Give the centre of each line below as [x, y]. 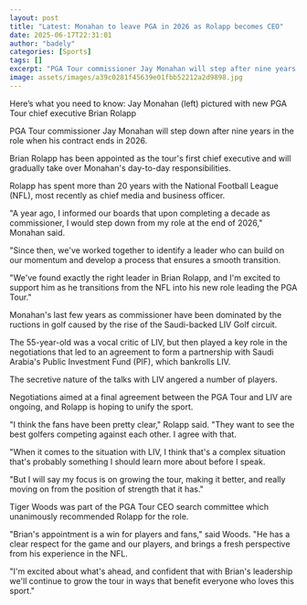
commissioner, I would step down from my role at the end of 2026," [136, 223]
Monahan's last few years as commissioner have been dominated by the [146, 314]
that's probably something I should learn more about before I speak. [138, 462]
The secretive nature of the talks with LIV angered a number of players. [143, 379]
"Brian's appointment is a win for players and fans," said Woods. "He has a [150, 534]
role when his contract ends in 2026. [79, 140]
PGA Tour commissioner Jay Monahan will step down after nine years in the [152, 131]
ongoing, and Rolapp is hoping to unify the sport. [101, 407]
